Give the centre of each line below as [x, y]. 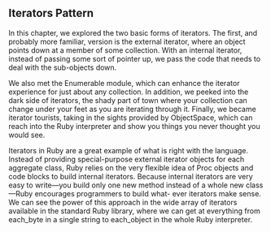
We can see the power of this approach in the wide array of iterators [123, 202]
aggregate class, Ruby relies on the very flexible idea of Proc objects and [131, 168]
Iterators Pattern [51, 13]
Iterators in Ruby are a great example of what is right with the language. [129, 150]
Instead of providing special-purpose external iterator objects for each [127, 159]
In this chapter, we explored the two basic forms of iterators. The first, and [133, 32]
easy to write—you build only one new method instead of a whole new [126, 185]
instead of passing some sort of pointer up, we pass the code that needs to [135, 58]
